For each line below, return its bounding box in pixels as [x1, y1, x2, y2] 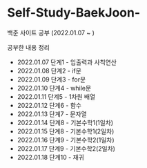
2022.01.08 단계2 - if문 [17, 66, 81, 75]
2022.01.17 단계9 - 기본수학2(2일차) [17, 144, 116, 153]
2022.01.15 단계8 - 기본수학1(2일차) [17, 127, 115, 136]
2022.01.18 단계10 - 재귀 [17, 153, 84, 161]
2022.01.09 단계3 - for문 [17, 75, 86, 84]
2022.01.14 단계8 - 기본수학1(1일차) [17, 118, 114, 127]
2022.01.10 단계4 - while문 [17, 84, 92, 92]
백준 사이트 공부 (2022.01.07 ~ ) [7, 28, 95, 37]
